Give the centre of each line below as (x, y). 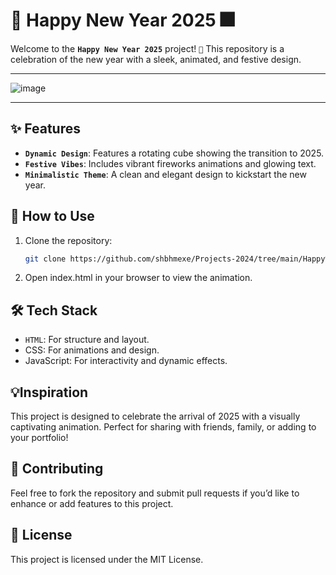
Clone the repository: (68, 240)
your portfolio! (39, 438)
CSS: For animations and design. (92, 350)
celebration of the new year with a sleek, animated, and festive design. (156, 59)
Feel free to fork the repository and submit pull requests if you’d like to (155, 493)
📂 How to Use (52, 216)
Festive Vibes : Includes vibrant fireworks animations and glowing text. (170, 163)
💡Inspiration (49, 392)
